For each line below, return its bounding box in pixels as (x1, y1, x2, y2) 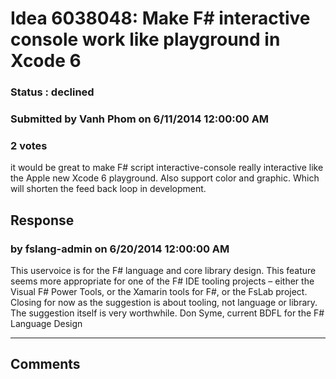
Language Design (10, 318, 83, 330)
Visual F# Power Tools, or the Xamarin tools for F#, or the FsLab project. (10, 286, 308, 298)
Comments (10, 356, 81, 373)
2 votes (10, 138, 48, 152)
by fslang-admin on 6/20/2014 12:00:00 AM (10, 242, 230, 256)
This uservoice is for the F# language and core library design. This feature (10, 265, 317, 277)
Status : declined (10, 85, 95, 99)
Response (10, 212, 75, 229)
